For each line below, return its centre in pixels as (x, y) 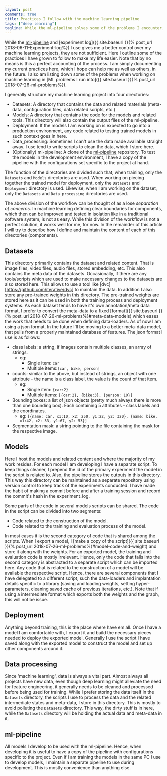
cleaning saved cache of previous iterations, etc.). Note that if (94, 589)
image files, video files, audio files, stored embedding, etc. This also (75, 268)
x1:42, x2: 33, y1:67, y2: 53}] (53, 421)
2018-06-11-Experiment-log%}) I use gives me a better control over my (78, 48)
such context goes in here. (40, 136)
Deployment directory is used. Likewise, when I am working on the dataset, (81, 188)
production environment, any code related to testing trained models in (84, 131)
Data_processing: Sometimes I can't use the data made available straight (87, 142)
